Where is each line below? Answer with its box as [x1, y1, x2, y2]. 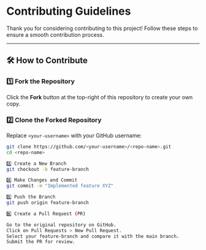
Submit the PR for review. [6, 239, 75, 245]
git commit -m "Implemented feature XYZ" [6, 183, 114, 189]
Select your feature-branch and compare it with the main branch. [6, 233, 180, 240]
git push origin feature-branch [6, 200, 89, 206]
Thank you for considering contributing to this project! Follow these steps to [6, 25, 198, 32]
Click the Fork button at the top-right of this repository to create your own [6, 93, 193, 100]
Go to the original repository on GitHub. [6, 222, 116, 228]
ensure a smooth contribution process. [6, 31, 104, 38]
